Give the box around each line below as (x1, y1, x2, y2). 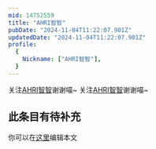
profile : (8, 41, 37, 49)
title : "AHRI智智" (8, 19, 66, 27)
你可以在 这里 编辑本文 (8, 133, 77, 142)
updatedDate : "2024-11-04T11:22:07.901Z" (8, 33, 147, 42)
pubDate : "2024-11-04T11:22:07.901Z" (8, 26, 132, 34)
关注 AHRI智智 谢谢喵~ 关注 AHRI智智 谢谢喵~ (8, 85, 149, 94)
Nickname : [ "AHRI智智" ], (22, 56, 102, 64)
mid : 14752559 (8, 11, 55, 20)
